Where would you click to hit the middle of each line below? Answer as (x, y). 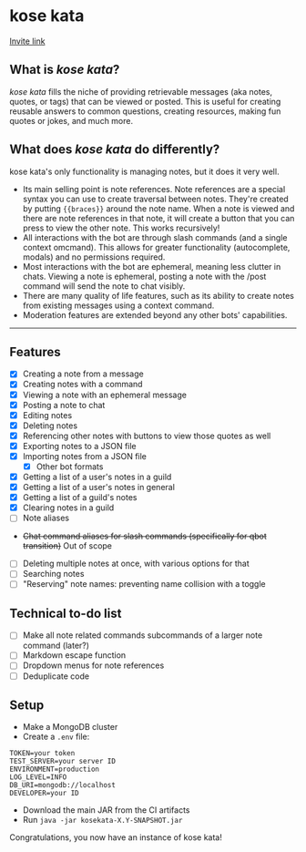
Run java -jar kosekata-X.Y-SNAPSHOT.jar (102, 820)
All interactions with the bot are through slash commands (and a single (155, 237)
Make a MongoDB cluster (70, 727)
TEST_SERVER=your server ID (63, 762)
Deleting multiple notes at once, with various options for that (136, 564)
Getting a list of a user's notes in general (99, 488)
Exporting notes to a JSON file (79, 446)
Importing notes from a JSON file (85, 456)
